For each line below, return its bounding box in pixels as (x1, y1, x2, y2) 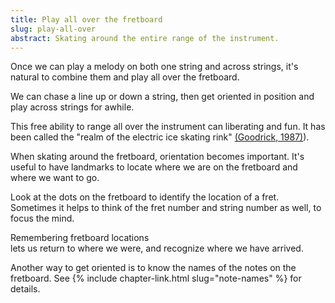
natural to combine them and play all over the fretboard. (10, 71, 240, 83)
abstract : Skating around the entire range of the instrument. (10, 33, 280, 43)
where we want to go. (10, 172, 100, 184)
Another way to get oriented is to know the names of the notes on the (10, 262, 297, 274)
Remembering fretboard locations (10, 232, 150, 244)
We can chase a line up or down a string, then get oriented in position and (10, 91, 315, 103)
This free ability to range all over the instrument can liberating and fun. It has (10, 121, 326, 133)
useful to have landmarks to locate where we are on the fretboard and (10, 161, 298, 173)
